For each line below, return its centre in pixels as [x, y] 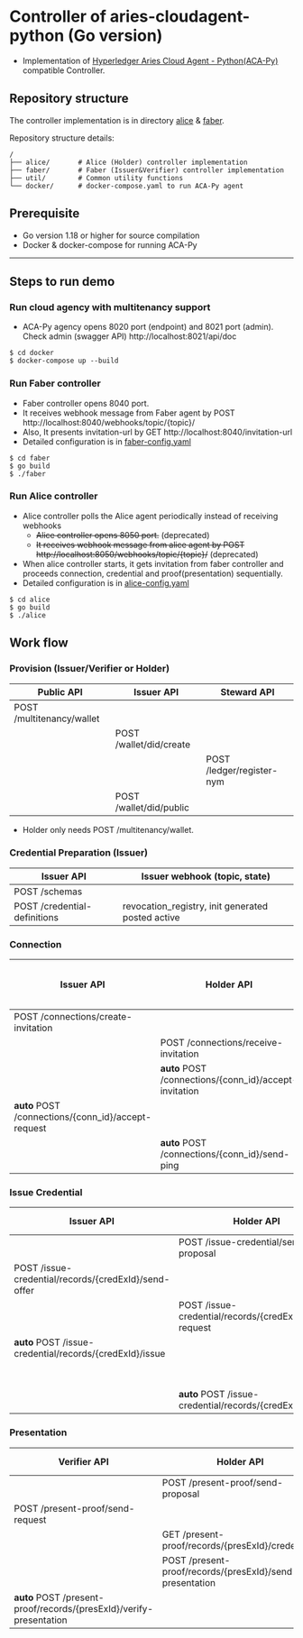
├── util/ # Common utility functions [96, 178]
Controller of [58, 17]
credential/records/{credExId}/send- [92, 1279]
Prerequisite [45, 214]
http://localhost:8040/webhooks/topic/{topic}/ [109, 422]
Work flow [39, 643]
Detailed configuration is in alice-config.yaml [106, 582]
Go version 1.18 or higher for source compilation [111, 235]
